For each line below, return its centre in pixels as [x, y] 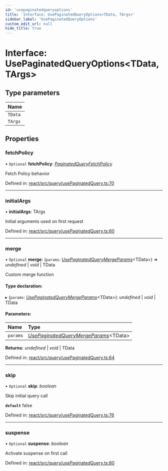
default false [19, 405]
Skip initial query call [26, 396]
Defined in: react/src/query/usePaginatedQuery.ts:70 [60, 183]
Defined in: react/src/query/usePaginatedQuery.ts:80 [60, 463]
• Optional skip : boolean [31, 386]
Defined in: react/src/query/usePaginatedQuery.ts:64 [60, 357]
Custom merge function [29, 274]
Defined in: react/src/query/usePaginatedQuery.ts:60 [60, 231]
